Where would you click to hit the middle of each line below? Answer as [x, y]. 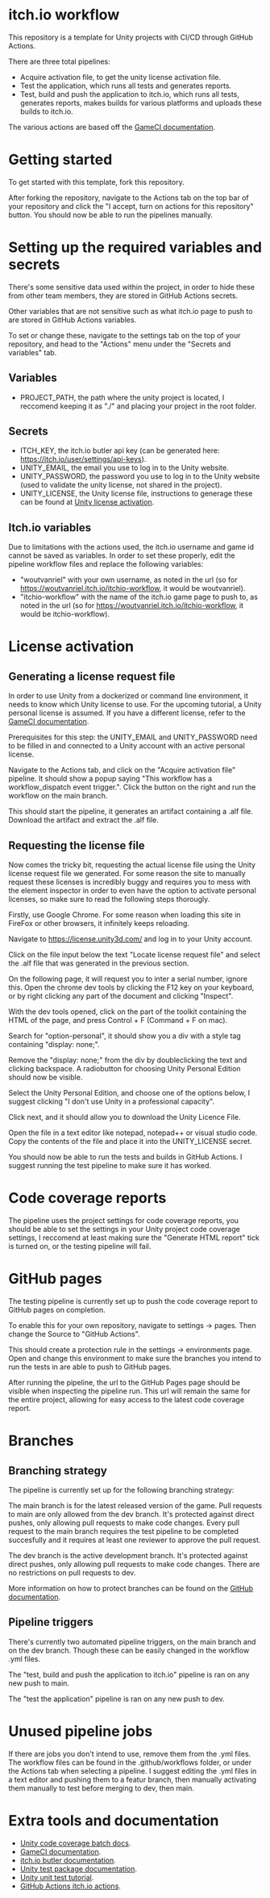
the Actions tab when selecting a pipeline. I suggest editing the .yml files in [133, 1770]
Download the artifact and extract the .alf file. [84, 820]
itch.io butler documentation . [68, 1860]
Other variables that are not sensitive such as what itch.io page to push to [131, 311]
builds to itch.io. [47, 111]
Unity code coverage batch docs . [75, 1843]
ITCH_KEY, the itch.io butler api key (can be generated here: [120, 450]
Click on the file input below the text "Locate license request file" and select [134, 955]
